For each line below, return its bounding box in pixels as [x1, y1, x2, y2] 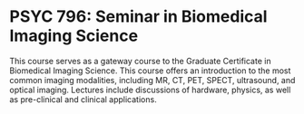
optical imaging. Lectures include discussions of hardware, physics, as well [9, 84, 291, 95]
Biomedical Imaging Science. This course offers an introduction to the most [9, 65, 291, 76]
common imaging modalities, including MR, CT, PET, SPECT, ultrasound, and [9, 74, 296, 85]
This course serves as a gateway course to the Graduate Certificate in [9, 55, 271, 66]
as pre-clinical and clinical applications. [9, 93, 157, 105]
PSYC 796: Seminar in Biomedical [9, 6, 268, 27]
